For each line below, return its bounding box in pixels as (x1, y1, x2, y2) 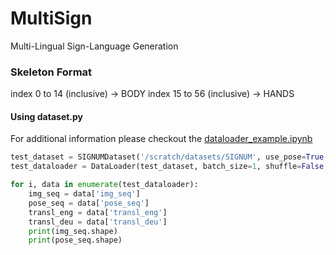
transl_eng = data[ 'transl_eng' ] (28, 207, 168, 217)
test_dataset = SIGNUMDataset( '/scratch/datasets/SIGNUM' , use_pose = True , (10, 152, 329, 162)
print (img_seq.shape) (28, 226, 118, 236)
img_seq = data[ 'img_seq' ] (28, 189, 141, 199)
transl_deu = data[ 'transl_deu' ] (28, 217, 168, 227)
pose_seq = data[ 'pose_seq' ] (28, 198, 150, 208)
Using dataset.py (10, 110, 84, 122)
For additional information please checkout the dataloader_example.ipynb (10, 133, 313, 145)
